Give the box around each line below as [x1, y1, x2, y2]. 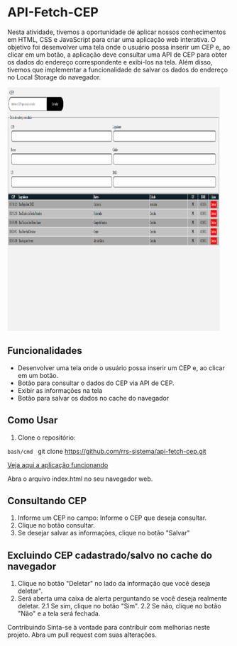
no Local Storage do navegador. [7, 72, 101, 82]
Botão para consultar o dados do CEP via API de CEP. [17, 379, 175, 387]
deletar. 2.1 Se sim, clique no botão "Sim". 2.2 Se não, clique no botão [17, 602, 221, 611]
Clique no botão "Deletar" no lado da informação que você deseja [17, 579, 211, 588]
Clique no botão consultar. [17, 521, 96, 530]
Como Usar [7, 414, 58, 426]
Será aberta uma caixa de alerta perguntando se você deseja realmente [17, 594, 228, 603]
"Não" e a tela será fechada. [17, 609, 101, 618]
